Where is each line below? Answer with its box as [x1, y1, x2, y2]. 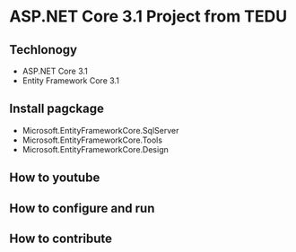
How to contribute [9, 230, 113, 246]
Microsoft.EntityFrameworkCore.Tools [22, 135, 163, 145]
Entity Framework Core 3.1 [22, 75, 119, 86]
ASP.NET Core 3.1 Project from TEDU [9, 6, 288, 27]
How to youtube [9, 170, 100, 186]
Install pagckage [9, 101, 105, 117]
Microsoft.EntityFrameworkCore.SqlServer [22, 125, 179, 135]
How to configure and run [9, 200, 155, 216]
